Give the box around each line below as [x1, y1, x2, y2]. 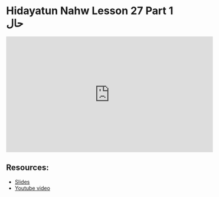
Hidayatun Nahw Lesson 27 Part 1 [6, 4, 174, 18]
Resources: [6, 163, 49, 173]
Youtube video [14, 184, 50, 192]
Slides [14, 178, 30, 185]
